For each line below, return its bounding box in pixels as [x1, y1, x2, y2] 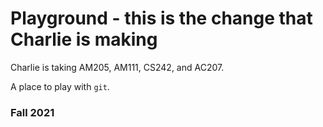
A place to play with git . [10, 80, 110, 92]
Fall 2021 [10, 105, 55, 119]
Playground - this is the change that [10, 7, 313, 30]
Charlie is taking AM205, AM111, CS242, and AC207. [10, 61, 225, 73]
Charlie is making [10, 28, 158, 51]
